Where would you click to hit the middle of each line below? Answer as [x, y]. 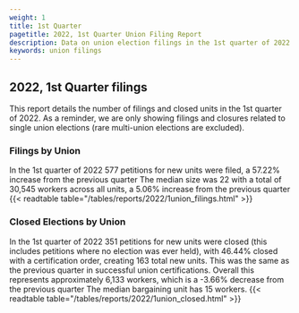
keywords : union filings [56, 51]
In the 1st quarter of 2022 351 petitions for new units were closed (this [138, 241]
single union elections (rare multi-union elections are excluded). [127, 127]
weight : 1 [28, 17]
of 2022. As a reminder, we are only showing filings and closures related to [148, 118]
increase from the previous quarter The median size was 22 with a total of [145, 180]
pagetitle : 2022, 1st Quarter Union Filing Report [106, 34]
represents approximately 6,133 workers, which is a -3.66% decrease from [147, 279]
